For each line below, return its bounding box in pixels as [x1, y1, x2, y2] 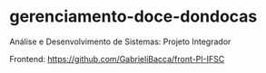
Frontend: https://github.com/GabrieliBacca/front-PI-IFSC [9, 53, 225, 64]
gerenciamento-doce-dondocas [9, 6, 258, 27]
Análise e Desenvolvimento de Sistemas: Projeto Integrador [9, 36, 232, 47]
